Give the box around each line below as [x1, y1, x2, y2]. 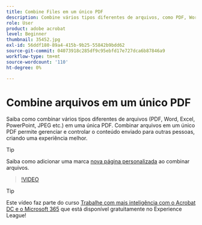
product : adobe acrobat [6, 25, 66, 32]
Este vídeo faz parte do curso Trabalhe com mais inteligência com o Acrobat [6, 199, 196, 206]
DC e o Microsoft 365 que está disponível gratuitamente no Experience [6, 205, 182, 213]
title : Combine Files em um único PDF [6, 8, 103, 15]
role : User [6, 20, 34, 26]
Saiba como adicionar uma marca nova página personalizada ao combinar [6, 158, 190, 165]
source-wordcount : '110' [6, 59, 69, 65]
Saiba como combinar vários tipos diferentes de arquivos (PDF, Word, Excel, [6, 115, 195, 123]
